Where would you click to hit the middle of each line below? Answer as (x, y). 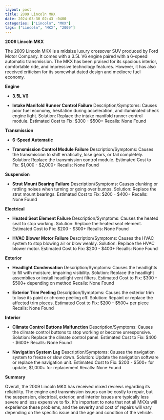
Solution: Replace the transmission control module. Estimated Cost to (82, 160)
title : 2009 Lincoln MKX (30, 14)
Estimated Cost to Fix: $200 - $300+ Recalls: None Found (71, 229)
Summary (15, 377)
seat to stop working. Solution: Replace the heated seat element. (77, 224)
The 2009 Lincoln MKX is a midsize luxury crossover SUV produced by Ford (82, 51)
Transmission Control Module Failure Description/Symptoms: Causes (83, 149)
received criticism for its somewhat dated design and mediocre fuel (73, 72)
